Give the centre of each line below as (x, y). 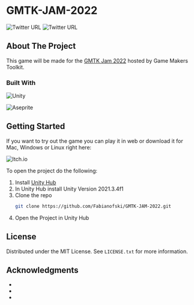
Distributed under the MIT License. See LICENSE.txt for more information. (97, 251)
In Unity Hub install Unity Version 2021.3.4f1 (69, 189)
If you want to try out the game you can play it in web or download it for (95, 141)
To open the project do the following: (52, 171)
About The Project (41, 46)
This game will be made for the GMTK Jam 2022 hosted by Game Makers (97, 60)
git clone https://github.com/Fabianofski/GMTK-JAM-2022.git (93, 206)
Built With (21, 83)
